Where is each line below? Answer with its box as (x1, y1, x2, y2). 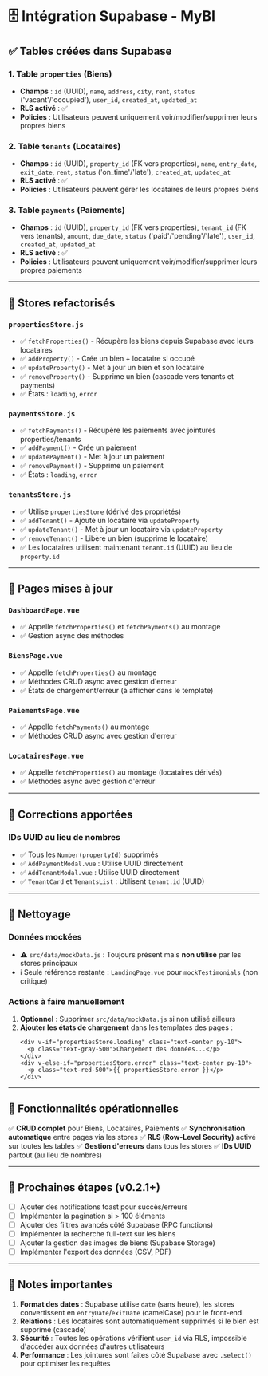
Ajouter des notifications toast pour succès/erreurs (19, 1202, 188, 1212)
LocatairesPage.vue (8, 751, 84, 760)
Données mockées (8, 932, 82, 943)
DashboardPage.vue (8, 606, 80, 615)
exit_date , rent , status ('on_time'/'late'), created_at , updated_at (19, 168, 231, 177)
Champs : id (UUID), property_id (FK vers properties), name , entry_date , (19, 159, 258, 168)
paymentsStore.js (8, 409, 76, 419)
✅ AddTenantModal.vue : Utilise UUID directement (19, 868, 179, 877)
